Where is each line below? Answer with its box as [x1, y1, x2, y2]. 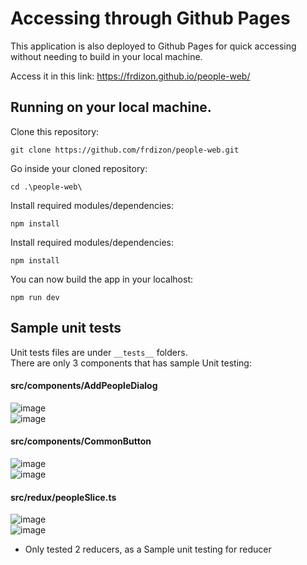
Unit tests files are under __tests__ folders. [10, 346, 188, 358]
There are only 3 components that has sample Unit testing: [10, 357, 252, 369]
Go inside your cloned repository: [10, 162, 148, 174]
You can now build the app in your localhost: [10, 273, 194, 285]
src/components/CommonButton [10, 435, 152, 447]
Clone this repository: [10, 125, 100, 137]
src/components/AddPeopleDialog [10, 380, 158, 392]
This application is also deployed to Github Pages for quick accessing [10, 40, 297, 52]
